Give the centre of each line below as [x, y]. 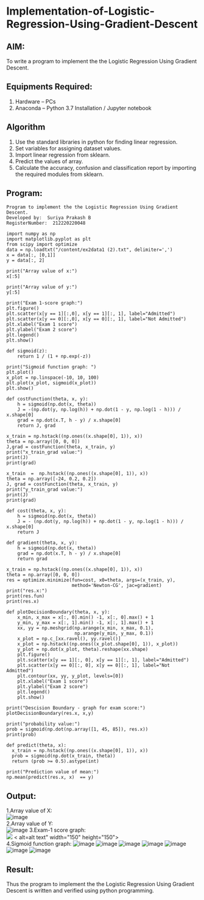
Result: [20, 869]
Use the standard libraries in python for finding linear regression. [96, 142]
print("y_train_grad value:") [45, 490]
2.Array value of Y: [30, 824]
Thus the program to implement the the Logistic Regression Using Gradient [100, 884]
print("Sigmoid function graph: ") [51, 367]
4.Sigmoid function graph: [39, 844]
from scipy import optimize [42, 245]
